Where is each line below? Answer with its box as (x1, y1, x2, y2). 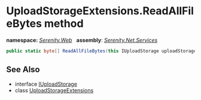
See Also (6, 64, 40, 75)
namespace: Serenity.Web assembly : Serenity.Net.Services (6, 36, 158, 43)
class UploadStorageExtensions (14, 86, 94, 93)
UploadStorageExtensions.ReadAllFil (6, 4, 194, 18)
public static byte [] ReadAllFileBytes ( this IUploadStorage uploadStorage (6, 48, 197, 54)
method (44, 17, 84, 30)
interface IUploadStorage (14, 80, 78, 87)
